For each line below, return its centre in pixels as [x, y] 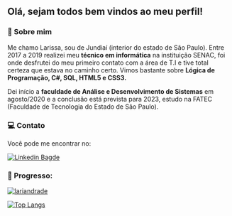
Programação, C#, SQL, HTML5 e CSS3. [67, 77]
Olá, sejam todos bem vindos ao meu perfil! [105, 12]
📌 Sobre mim [29, 32]
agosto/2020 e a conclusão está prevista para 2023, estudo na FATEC [110, 99]
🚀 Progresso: [30, 175]
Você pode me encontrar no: [49, 143]
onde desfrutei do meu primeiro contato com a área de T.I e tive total [108, 63]
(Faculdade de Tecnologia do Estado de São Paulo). [83, 107]
